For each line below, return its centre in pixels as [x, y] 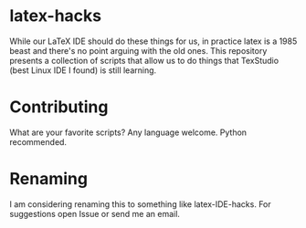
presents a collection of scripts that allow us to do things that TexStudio [144, 60]
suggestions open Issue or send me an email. [95, 213]
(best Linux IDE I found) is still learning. [83, 70]
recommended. [38, 141]
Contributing [59, 107]
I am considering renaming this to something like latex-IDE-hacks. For [140, 204]
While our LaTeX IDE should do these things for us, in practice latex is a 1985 [153, 41]
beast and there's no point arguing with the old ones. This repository [138, 50]
